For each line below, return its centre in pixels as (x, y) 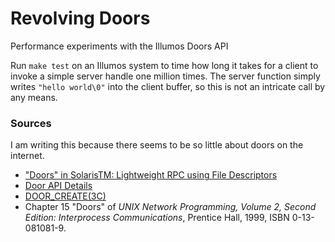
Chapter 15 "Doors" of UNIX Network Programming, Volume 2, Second (170, 207)
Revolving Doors (80, 18)
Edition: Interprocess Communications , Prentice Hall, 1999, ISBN (157, 218)
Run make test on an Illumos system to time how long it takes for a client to (164, 65)
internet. (27, 156)
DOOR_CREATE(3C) (65, 196)
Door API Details (58, 186)
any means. (34, 97)
